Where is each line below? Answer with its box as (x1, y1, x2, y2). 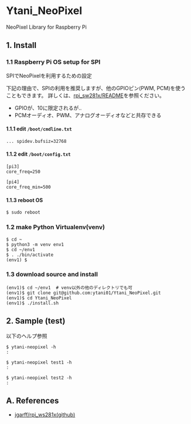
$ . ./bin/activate (6, 252, 54, 258)
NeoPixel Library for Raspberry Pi (6, 23, 87, 30)
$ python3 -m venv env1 (6, 241, 64, 247)
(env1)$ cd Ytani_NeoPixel (6, 295, 72, 301)
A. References (6, 396, 59, 406)
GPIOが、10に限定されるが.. (14, 104, 82, 111)
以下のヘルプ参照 (6, 332, 47, 339)
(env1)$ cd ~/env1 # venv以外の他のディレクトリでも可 (6, 285, 133, 290)
